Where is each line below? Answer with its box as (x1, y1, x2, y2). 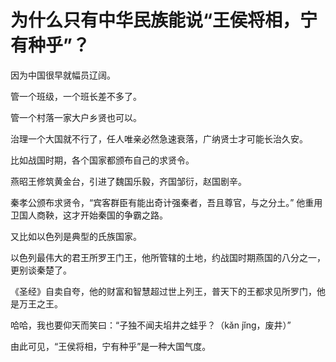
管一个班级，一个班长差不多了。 (10, 90, 142, 102)
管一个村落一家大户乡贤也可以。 (10, 111, 142, 123)
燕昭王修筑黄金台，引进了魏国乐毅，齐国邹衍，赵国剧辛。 (10, 175, 247, 187)
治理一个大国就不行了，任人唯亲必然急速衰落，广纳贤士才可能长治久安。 (10, 132, 308, 145)
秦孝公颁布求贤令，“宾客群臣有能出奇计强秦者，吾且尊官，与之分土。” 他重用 (10, 196, 323, 208)
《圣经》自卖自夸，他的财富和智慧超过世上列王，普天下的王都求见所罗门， (10, 285, 317, 297)
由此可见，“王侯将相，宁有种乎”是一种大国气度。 (10, 340, 212, 352)
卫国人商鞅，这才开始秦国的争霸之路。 (10, 209, 168, 221)
